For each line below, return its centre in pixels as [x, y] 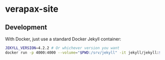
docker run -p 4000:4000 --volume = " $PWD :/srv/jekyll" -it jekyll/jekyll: [82, 53]
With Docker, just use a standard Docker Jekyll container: [63, 39]
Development [26, 27]
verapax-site [32, 9]
